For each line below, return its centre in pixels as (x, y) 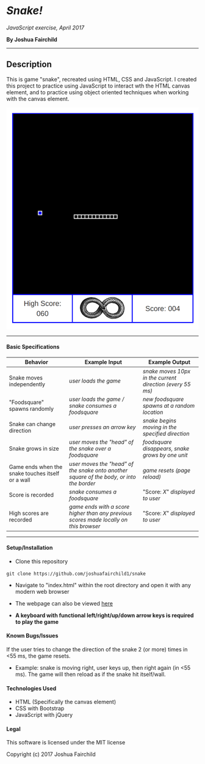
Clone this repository (41, 561)
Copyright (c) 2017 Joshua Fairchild (51, 754)
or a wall (20, 480)
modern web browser (42, 591)
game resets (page (167, 470)
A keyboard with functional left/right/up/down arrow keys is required (104, 615)
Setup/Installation (30, 548)
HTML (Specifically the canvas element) (66, 702)
